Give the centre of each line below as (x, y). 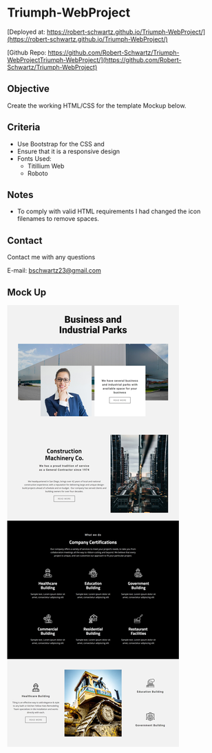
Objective (29, 89)
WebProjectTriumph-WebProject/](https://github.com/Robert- (94, 59)
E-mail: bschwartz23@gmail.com (54, 271)
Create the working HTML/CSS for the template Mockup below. (97, 106)
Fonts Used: (34, 158)
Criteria (24, 127)
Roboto (38, 173)
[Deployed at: (26, 32)
